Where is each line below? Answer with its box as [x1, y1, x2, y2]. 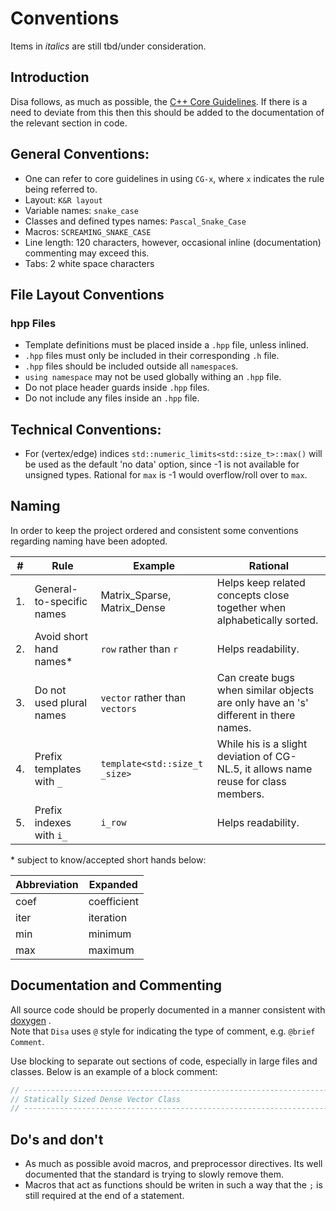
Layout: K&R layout [24, 193, 103, 206]
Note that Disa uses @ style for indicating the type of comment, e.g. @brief [10, 1025, 316, 1037]
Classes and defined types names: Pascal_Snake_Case [24, 215, 247, 227]
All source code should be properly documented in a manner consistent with [10, 1003, 326, 1016]
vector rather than [100, 690, 187, 704]
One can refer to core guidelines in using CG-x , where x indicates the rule [24, 172, 325, 184]
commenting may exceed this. [24, 247, 150, 259]
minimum [88, 927, 132, 941]
